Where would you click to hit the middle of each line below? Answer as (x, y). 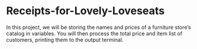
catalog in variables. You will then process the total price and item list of (94, 33)
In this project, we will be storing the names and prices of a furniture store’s (99, 27)
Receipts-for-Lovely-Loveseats (85, 11)
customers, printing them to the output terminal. (65, 40)
